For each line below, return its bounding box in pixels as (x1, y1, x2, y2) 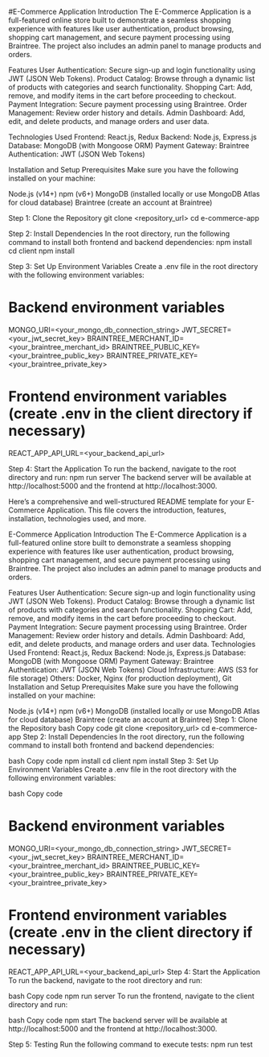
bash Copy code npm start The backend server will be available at (8, 1015, 227, 1025)
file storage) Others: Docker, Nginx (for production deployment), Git (8, 673, 232, 683)
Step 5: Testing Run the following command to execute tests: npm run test (8, 1039, 253, 1049)
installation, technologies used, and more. (8, 513, 147, 523)
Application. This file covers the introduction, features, (47, 505, 226, 515)
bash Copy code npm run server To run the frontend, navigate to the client (8, 991, 255, 1001)
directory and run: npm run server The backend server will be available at (8, 472, 251, 482)
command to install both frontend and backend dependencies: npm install (8, 238, 253, 247)
